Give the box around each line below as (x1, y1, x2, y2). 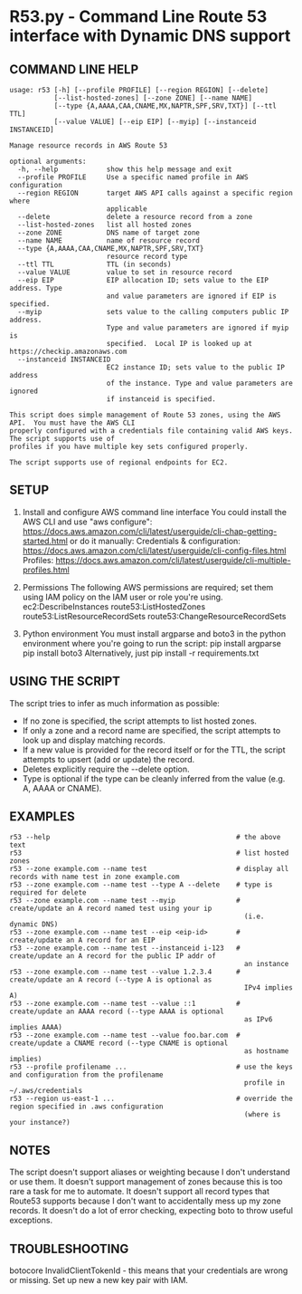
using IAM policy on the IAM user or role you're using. (22, 591, 223, 602)
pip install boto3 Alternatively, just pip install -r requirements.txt (22, 647, 260, 658)
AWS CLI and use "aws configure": (22, 516, 153, 527)
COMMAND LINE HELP (9, 62, 139, 77)
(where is (243, 1110, 281, 1119)
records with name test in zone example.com (9, 872, 180, 882)
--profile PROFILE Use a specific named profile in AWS (17, 173, 249, 182)
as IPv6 (243, 1015, 273, 1024)
